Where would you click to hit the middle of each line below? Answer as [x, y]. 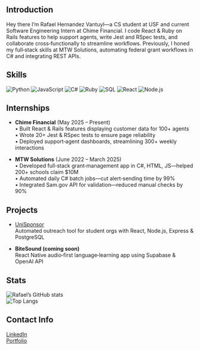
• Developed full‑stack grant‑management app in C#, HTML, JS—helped [104, 166]
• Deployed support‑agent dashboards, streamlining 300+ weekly [96, 141]
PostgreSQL [30, 237]
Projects [22, 210]
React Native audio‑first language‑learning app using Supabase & [95, 255]
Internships [28, 108]
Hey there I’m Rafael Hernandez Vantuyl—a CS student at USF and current [98, 24]
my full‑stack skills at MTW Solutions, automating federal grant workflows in [100, 50]
